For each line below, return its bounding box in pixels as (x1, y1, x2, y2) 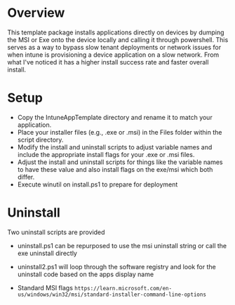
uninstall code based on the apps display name (17, 270, 154, 278)
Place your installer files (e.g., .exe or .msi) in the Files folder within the (17, 128, 222, 136)
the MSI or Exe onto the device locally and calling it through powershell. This (7, 35, 229, 43)
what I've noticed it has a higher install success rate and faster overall (7, 57, 209, 66)
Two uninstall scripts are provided (7, 228, 105, 236)
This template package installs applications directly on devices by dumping (7, 28, 224, 36)
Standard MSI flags (17, 283, 74, 292)
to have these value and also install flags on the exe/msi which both (17, 165, 213, 173)
